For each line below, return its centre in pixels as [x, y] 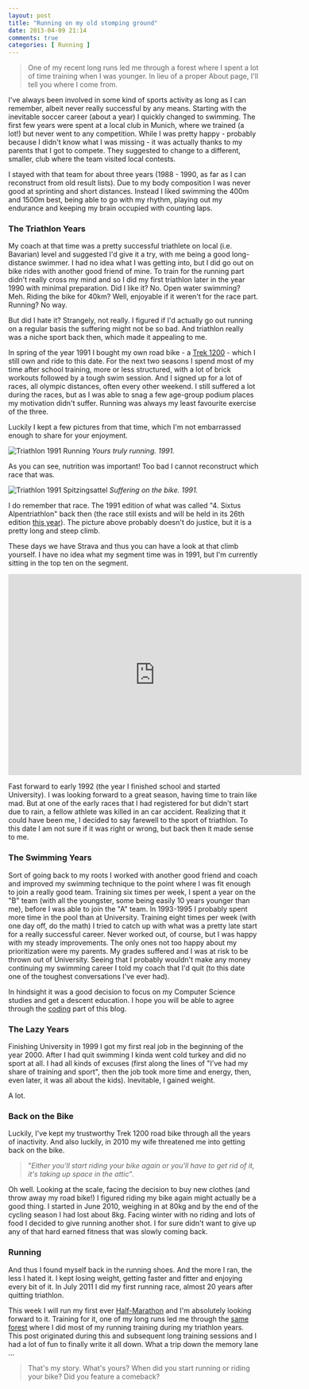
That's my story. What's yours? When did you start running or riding [139, 1368]
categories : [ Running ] [49, 45]
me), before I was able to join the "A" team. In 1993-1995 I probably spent [128, 909]
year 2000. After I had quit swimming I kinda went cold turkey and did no [127, 1055]
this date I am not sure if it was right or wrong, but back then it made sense [131, 829]
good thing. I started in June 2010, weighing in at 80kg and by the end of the [133, 1206]
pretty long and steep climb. [54, 531]
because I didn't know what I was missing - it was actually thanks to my [126, 142]
